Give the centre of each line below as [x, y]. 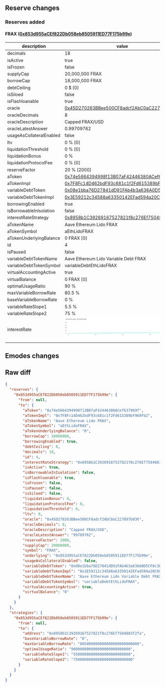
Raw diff [18, 372]
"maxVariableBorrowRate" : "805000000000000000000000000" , [83, 644]
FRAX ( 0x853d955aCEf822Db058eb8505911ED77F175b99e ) [69, 33]
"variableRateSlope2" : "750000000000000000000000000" [79, 659]
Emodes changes [32, 356]
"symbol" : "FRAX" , [41, 551]
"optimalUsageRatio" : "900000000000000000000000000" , [79, 649]
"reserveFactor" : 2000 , [47, 540]
